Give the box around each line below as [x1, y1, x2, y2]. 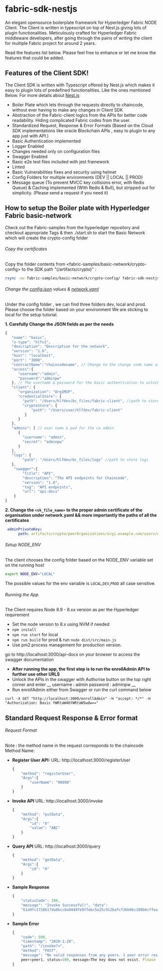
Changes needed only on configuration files [12, 148, 100, 154]
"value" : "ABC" [30, 825, 61, 831]
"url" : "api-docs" [22, 489, 60, 494]
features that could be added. [5, 55, 65, 60]
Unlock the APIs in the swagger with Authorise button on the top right [12, 677, 151, 682]
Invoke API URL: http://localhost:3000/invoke [12, 798, 103, 804]
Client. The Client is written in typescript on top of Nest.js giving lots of [5, 24, 147, 30]
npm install [12, 627, 36, 632]
